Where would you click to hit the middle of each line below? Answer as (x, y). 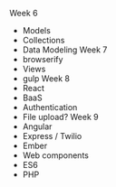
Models (37, 30)
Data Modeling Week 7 (65, 50)
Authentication (50, 107)
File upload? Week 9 (60, 117)
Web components (55, 155)
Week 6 (24, 13)
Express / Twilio (52, 136)
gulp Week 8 (46, 79)
